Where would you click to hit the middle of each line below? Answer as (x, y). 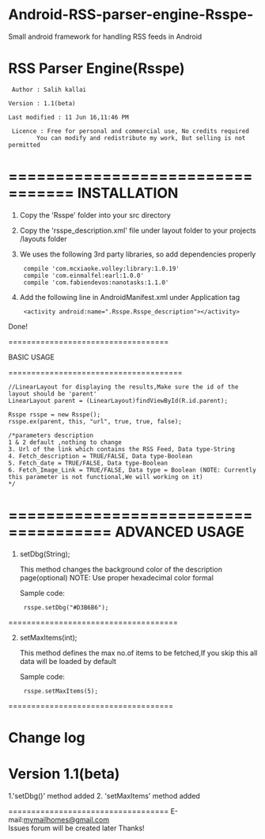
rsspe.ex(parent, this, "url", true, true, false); (95, 421)
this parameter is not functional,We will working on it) (106, 476)
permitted (25, 145)
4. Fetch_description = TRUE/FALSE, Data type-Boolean (100, 456)
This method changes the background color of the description (121, 569)
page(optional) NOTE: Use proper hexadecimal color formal (116, 577)
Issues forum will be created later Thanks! (76, 828)
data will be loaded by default (68, 661)
